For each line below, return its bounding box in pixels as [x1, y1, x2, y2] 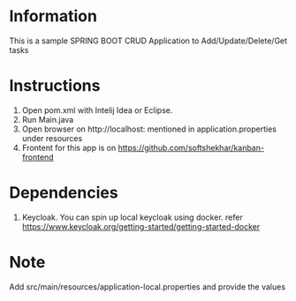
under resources [21, 132, 83, 143]
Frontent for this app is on [21, 142, 117, 153]
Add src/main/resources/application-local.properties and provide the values [9, 281, 285, 292]
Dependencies [9, 183, 118, 203]
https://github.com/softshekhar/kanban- [118, 142, 265, 153]
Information [9, 6, 97, 26]
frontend [21, 152, 55, 162]
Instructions [9, 76, 101, 96]
